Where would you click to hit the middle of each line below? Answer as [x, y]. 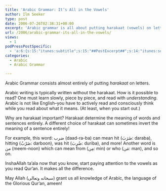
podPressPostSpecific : [28, 46]
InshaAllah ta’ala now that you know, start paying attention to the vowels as [81, 163]
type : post [16, 19]
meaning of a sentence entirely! [37, 128]
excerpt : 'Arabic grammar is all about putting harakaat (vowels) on [78, 28]
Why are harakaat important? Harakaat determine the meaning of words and [83, 118]
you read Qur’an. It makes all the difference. [50, 169]
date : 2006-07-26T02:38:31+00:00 [40, 23]
